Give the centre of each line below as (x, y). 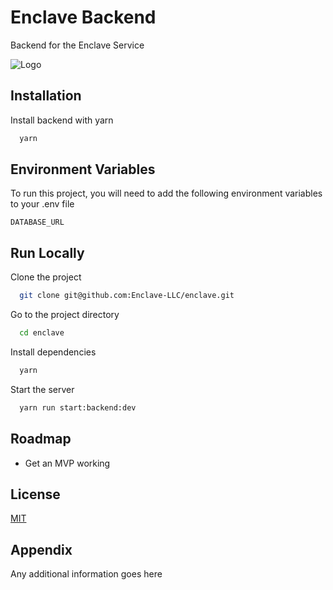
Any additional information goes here (86, 574)
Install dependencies (53, 352)
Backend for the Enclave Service (77, 45)
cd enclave (42, 333)
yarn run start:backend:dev (78, 407)
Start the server (42, 389)
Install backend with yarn (62, 120)
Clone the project (46, 277)
